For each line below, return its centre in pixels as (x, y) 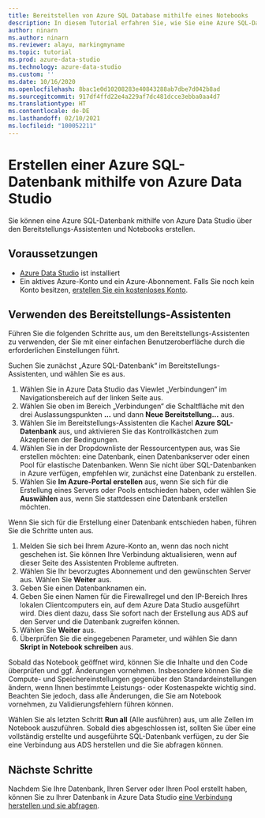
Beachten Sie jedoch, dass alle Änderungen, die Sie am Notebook (115, 696)
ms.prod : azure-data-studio (54, 60)
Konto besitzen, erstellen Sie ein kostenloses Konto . (104, 290)
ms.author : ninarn (38, 38)
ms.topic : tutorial (40, 52)
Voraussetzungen (53, 254)
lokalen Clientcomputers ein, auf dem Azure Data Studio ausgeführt (129, 605)
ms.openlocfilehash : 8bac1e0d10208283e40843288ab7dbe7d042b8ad (114, 89)
